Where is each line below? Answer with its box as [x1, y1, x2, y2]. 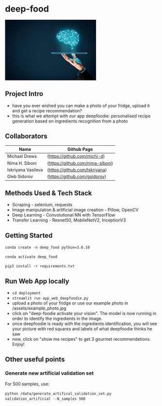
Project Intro [5, 90, 44, 98]
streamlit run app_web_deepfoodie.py [12, 296, 89, 301]
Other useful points [5, 355, 65, 364]
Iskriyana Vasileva [7, 167, 43, 172]
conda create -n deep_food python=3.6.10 [5, 245, 90, 250]
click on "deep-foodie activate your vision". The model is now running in [12, 311, 157, 316]
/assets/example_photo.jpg [12, 305, 66, 311]
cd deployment [12, 291, 41, 296]
